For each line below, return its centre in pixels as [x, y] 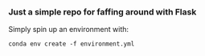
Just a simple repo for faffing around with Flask [102, 12]
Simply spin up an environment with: [69, 30]
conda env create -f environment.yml [72, 44]
